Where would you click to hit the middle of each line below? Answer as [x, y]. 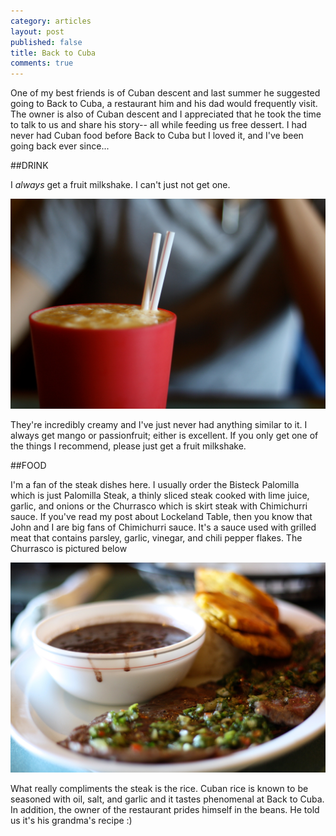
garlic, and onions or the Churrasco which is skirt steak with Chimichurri [159, 506]
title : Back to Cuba [53, 53]
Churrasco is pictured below [69, 549]
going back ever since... [60, 146]
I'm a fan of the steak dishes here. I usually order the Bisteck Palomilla [155, 485]
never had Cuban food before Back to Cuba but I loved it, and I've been [157, 136]
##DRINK [29, 166]
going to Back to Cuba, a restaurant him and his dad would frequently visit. [164, 104]
